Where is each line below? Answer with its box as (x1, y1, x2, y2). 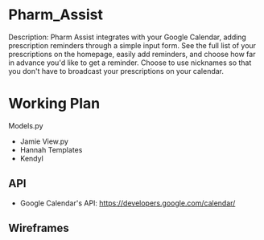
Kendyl (19, 153, 44, 163)
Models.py (8, 120, 43, 130)
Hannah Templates (19, 144, 83, 154)
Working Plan (8, 95, 101, 113)
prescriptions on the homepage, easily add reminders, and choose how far (8, 49, 256, 59)
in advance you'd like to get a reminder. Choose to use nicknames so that (8, 58, 252, 67)
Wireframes (8, 222, 70, 235)
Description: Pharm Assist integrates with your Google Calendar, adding (8, 32, 247, 42)
